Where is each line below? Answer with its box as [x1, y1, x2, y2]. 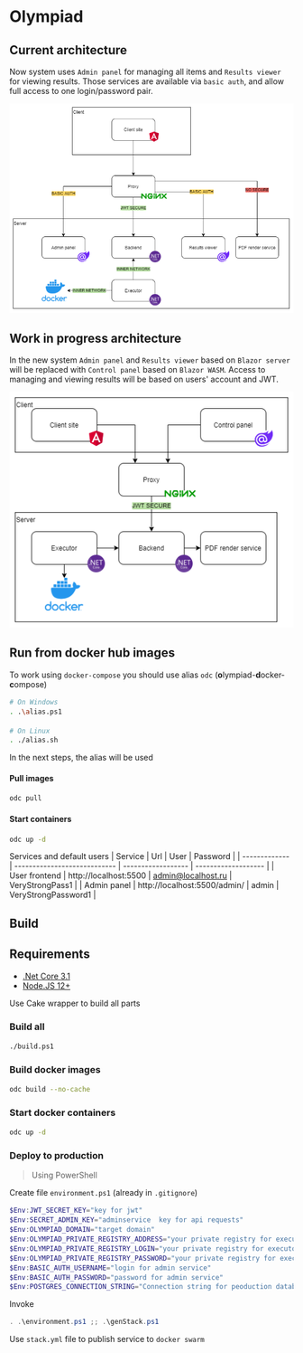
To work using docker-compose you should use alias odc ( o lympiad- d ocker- [9, 669, 286, 680]
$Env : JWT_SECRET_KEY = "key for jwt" [9, 1206, 143, 1216]
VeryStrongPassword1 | [9, 889, 96, 901]
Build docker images [9, 1063, 101, 1075]
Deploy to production [9, 1150, 104, 1162]
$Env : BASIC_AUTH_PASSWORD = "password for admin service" [9, 1273, 224, 1282]
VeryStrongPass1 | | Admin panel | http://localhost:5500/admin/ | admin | [9, 880, 280, 891]
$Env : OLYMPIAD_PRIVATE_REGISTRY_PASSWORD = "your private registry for [9, 1254, 277, 1263]
